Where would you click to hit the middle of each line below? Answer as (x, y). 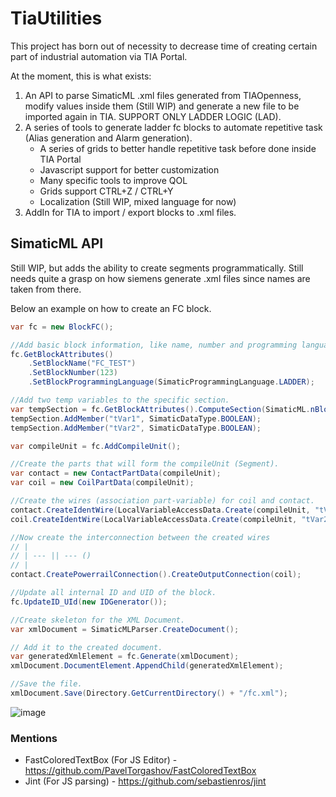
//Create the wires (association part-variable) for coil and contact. (162, 501)
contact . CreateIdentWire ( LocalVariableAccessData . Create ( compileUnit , (160, 510)
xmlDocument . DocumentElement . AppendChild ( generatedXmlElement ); (147, 666)
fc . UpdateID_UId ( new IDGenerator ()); (89, 602)
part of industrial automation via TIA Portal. (99, 56)
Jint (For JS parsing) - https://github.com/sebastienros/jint (145, 781)
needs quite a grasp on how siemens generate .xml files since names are (160, 278)
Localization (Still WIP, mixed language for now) (138, 201)
